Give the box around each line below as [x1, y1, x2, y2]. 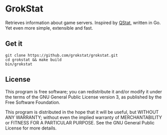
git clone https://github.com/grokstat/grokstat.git [5, 53, 118, 58]
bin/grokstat [5, 61, 33, 67]
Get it [5, 40, 23, 48]
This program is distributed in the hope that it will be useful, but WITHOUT [5, 109, 159, 115]
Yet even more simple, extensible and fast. [5, 25, 93, 31]
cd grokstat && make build [5, 57, 62, 62]
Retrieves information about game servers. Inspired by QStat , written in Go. [5, 20, 161, 26]
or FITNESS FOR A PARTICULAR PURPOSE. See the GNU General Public [5, 119, 155, 125]
